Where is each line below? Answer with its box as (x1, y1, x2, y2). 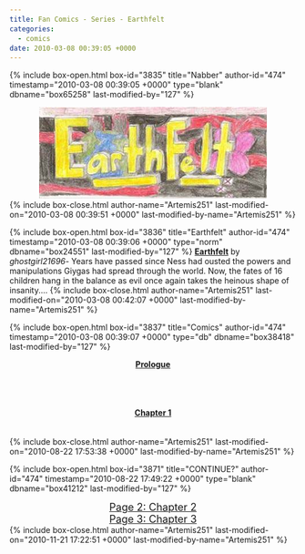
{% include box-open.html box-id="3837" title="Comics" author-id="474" (9, 322, 287, 333)
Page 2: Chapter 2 (108, 501, 198, 514)
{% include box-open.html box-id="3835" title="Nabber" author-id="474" (9, 69, 287, 81)
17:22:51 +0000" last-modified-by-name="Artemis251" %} (69, 534, 289, 546)
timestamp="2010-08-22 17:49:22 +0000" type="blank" (45, 474, 257, 485)
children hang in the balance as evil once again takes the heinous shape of (9, 275, 290, 286)
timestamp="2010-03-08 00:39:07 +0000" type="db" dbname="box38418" (9, 332, 295, 343)
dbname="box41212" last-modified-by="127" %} (9, 483, 191, 494)
